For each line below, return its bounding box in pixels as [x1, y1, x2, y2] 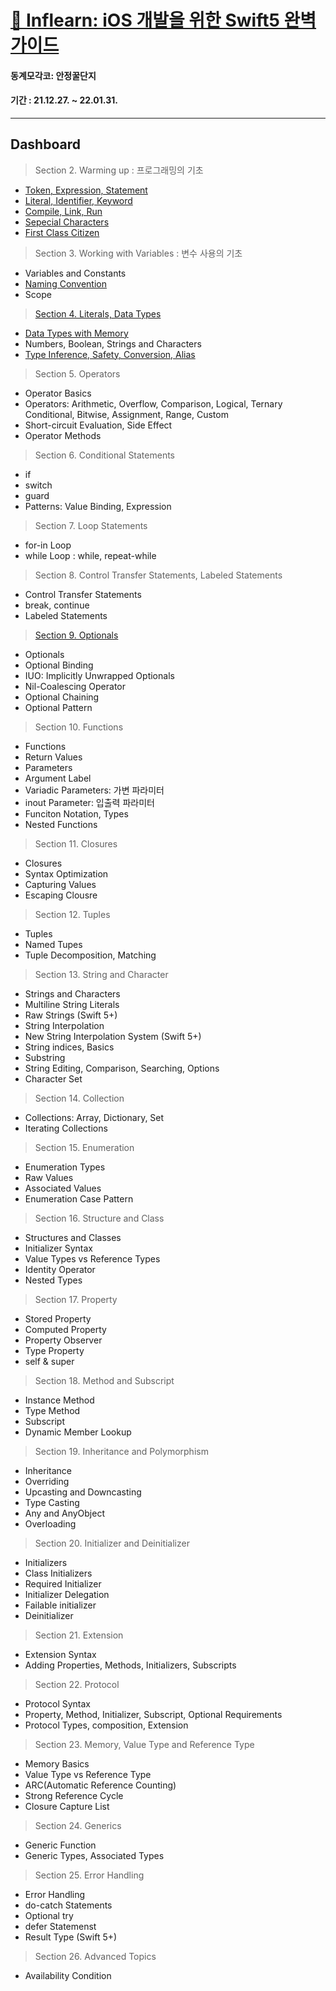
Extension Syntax [24, 1648, 97, 1660]
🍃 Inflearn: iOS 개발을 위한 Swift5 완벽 [10, 9, 317, 32]
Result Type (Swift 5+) [24, 1931, 118, 1943]
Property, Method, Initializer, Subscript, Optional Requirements [24, 1708, 283, 1720]
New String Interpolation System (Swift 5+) [24, 1030, 202, 1042]
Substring [24, 1051, 66, 1063]
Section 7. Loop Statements [34, 519, 148, 531]
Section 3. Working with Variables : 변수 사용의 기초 [34, 247, 243, 259]
